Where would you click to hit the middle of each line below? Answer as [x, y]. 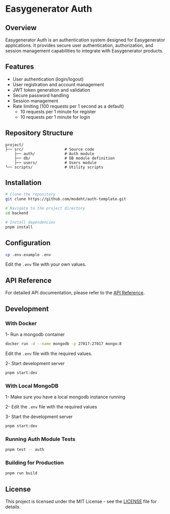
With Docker [21, 323]
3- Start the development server [39, 417]
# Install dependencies [31, 222]
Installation [23, 183]
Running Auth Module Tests [40, 439]
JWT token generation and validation [51, 90]
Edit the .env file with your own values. [46, 264]
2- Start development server [35, 363]
